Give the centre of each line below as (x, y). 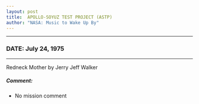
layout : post (22, 12)
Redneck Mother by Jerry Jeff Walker (52, 67)
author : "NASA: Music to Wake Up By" (53, 22)
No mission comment (41, 96)
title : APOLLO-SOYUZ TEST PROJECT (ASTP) (59, 17)
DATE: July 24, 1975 (35, 49)
